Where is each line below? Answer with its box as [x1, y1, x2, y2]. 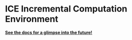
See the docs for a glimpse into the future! [5, 29, 92, 35]
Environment [5, 13, 59, 25]
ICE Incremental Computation [5, 3, 128, 14]
